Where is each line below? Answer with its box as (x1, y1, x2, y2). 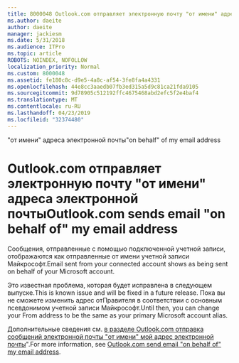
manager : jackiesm (7, 30, 62, 38)
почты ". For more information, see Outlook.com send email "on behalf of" (7, 340, 222, 348)
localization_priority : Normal (7, 63, 100, 70)
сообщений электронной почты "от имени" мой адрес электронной (7, 332, 215, 341)
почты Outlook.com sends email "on (7, 205, 226, 222)
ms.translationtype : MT (7, 97, 78, 104)
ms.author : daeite (7, 17, 62, 24)
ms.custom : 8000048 (7, 70, 65, 77)
